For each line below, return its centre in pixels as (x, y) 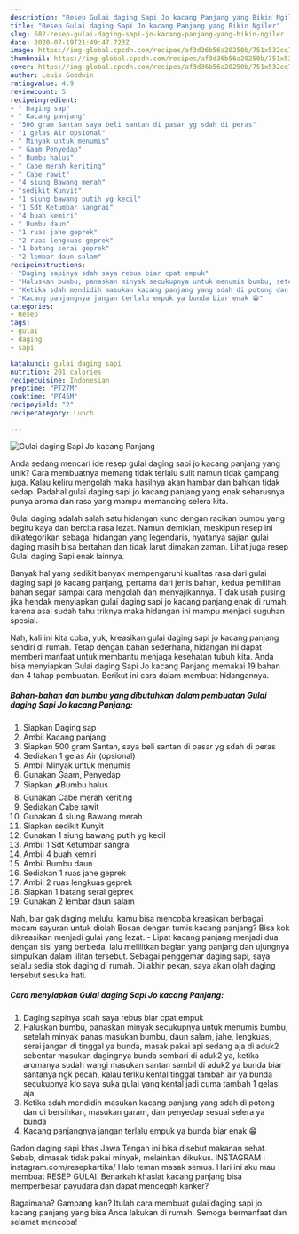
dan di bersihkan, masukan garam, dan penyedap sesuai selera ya (144, 1111)
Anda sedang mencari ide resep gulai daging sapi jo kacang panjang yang (146, 463)
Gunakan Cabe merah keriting (78, 797)
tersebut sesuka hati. (48, 975)
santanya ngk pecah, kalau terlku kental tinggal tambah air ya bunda (148, 1074)
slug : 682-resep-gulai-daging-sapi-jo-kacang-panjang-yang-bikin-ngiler (147, 34)
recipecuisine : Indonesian (60, 380)
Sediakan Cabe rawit (61, 807)
